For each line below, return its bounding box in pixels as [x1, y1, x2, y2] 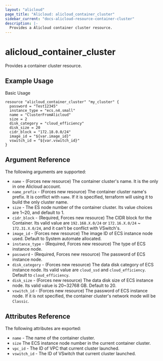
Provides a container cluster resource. [5, 63, 82, 69]
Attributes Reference [5, 312, 70, 321]
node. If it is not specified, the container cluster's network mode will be [12, 293, 156, 299]
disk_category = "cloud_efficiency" [9, 121, 84, 126]
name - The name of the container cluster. [12, 335, 95, 341]
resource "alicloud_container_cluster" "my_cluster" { [5, 99, 119, 104]
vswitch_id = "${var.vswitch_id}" [9, 138, 80, 143]
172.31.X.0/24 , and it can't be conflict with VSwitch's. [12, 225, 121, 231]
